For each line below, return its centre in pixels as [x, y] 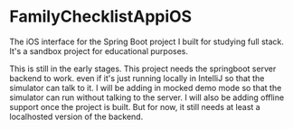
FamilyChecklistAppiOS [101, 17]
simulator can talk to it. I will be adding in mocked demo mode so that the [146, 88]
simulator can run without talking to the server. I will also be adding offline [147, 97]
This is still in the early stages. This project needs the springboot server [143, 69]
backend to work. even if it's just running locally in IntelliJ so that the [137, 78]
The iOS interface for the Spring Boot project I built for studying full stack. [147, 41]
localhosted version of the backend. [76, 116]
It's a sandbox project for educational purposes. [99, 51]
